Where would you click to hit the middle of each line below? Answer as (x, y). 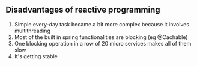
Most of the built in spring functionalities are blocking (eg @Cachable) (101, 37)
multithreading (32, 31)
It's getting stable (36, 56)
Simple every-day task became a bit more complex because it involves (102, 24)
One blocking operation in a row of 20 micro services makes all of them (103, 43)
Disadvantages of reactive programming (83, 10)
